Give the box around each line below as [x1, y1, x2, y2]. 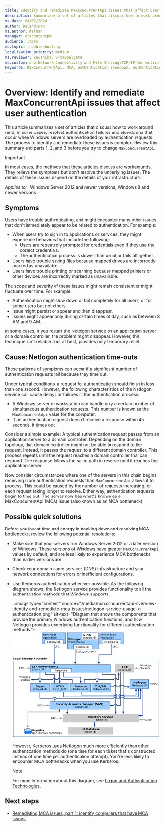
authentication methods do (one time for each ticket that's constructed [12, 748, 156, 754]
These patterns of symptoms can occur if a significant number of [5, 366, 137, 372]
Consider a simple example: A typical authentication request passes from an [5, 431, 160, 437]
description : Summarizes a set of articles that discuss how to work [5, 13, 151, 18]
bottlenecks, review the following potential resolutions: [5, 531, 116, 537]
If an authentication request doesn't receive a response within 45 [12, 416, 144, 422]
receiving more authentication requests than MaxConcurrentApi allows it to [5, 477, 154, 483]
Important [5, 155, 25, 161]
